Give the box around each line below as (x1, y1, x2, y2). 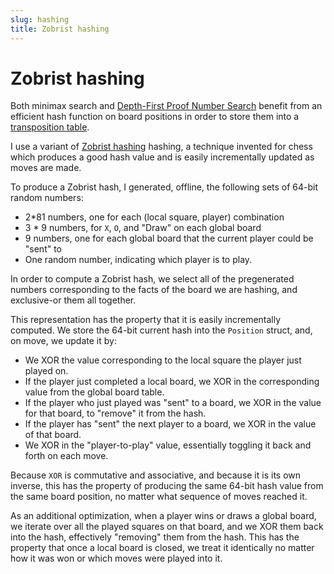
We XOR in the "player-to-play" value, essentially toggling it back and (24, 439, 312, 451)
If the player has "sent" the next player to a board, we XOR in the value (24, 418, 317, 430)
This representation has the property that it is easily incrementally (10, 314, 282, 326)
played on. (24, 365, 69, 377)
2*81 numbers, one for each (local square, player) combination (24, 211, 285, 223)
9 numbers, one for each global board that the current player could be (24, 232, 314, 245)
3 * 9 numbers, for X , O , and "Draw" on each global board (24, 222, 262, 234)
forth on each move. (24, 450, 109, 462)
